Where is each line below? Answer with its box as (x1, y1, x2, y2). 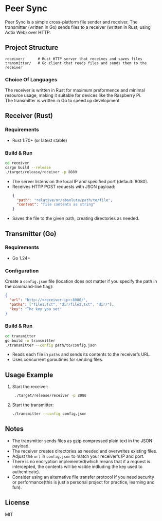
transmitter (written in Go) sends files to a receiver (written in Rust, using (5, 24, 151, 30)
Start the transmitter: (12, 402, 54, 408)
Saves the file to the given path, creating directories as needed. (12, 215, 140, 222)
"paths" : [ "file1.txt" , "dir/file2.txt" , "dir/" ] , (9, 302, 114, 307)
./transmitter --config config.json (12, 411, 87, 416)
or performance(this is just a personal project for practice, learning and (12, 479, 155, 485)
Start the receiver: (12, 384, 49, 390)
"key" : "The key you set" (9, 306, 62, 312)
